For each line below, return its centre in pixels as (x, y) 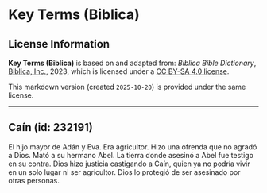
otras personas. (34, 180)
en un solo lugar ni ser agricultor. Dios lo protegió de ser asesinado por (124, 172)
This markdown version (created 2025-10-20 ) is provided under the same (127, 87)
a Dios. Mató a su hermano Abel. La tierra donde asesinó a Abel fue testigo (131, 155)
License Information (59, 44)
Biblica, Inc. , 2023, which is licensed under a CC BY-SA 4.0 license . (119, 71)
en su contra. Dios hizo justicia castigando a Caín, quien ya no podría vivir (129, 164)
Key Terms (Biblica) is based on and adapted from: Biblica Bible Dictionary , (132, 63)
